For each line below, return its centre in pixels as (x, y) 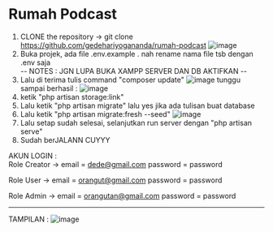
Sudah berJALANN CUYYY (65, 140)
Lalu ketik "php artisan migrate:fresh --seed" (95, 114)
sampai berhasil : (49, 88)
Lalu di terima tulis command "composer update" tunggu (130, 79)
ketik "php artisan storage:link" (72, 97)
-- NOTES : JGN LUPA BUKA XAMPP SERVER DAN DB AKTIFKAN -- (134, 71)
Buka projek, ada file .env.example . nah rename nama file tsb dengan (136, 54)
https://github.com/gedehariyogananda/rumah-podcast (113, 45)
